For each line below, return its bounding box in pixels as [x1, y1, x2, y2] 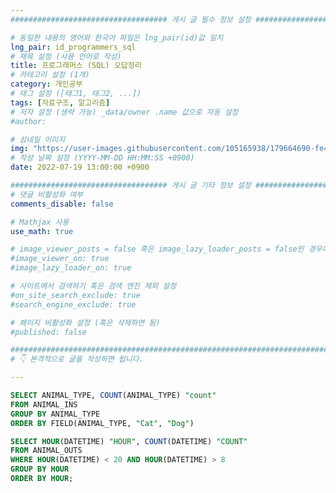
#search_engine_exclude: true [10, 299, 137, 310]
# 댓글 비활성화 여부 [10, 189, 84, 200]
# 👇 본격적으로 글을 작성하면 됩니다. [10, 354, 144, 365]
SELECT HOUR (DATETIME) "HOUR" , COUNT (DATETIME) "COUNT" [10, 436, 248, 446]
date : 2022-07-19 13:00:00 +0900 [10, 162, 150, 173]
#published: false [10, 327, 87, 337]
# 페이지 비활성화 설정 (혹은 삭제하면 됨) [10, 317, 161, 328]
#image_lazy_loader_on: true [10, 263, 132, 273]
